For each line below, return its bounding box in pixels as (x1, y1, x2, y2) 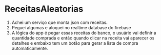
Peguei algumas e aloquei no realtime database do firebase (11, 24, 131, 30)
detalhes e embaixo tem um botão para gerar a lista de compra (11, 40, 139, 46)
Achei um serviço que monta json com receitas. (11, 19, 108, 25)
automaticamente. (11, 45, 48, 51)
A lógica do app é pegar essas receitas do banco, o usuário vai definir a (11, 30, 157, 36)
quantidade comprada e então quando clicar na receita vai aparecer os (11, 35, 155, 41)
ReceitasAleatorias (4, 3, 83, 15)
